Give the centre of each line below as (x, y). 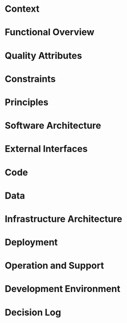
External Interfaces (46, 149)
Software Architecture (53, 126)
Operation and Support (54, 266)
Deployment (31, 242)
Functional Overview (50, 32)
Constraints (30, 79)
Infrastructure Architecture (64, 219)
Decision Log (33, 312)
